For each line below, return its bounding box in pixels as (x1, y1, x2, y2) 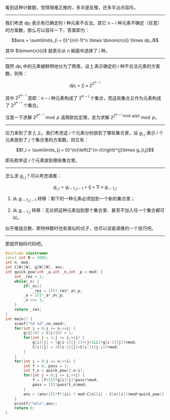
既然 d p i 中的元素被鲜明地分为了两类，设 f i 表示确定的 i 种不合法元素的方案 (5, 63, 160, 70)
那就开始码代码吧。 (5, 241, 46, 247)
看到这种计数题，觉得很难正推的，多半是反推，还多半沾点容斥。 (5, 5, 138, 10)
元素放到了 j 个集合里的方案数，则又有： (5, 137, 89, 143)
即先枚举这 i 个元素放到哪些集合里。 (5, 157, 80, 163)
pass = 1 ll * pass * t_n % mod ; (32, 382, 87, 388)
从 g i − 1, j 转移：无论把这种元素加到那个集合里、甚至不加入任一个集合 (12, 207, 156, 214)
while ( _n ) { (14, 278, 39, 284)
